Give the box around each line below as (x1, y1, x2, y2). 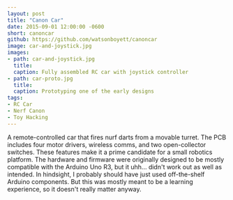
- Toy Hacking (7, 114, 49, 121)
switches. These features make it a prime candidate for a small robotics (7, 148, 213, 156)
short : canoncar (7, 29, 54, 37)
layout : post (7, 10, 45, 17)
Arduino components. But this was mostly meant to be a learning (7, 177, 193, 185)
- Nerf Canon (7, 107, 45, 114)
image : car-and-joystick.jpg (7, 43, 92, 49)
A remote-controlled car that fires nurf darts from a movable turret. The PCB (7, 133, 227, 141)
